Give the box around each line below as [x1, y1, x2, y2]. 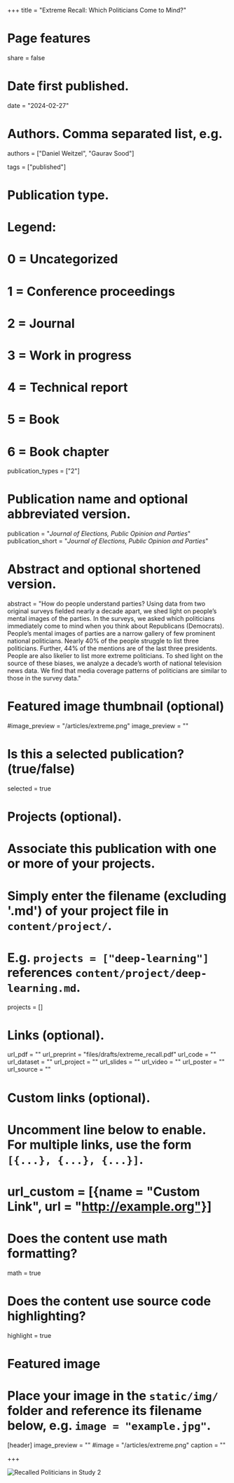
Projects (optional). [7, 809, 123, 825]
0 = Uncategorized [7, 252, 118, 267]
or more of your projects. [7, 856, 156, 872]
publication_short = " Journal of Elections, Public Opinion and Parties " [7, 537, 209, 545]
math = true [7, 1269, 41, 1277]
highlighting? [7, 1308, 86, 1324]
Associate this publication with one [7, 841, 217, 857]
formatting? [7, 1245, 78, 1262]
